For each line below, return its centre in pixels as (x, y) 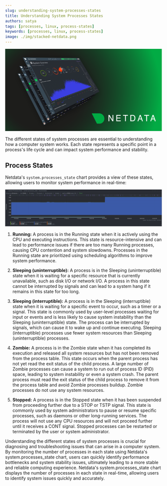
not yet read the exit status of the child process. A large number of (81, 364)
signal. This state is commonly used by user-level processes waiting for (85, 312)
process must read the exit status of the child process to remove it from (86, 380)
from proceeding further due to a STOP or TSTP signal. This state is (82, 405)
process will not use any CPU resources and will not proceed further (82, 421)
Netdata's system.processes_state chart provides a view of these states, (79, 177)
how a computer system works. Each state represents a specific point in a (81, 144)
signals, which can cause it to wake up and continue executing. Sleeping (87, 328)
